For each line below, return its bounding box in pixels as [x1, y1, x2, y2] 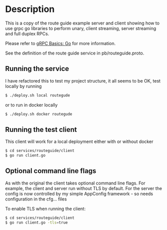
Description [5, 3, 55, 15]
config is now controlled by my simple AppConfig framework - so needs [5, 190, 154, 196]
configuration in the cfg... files [5, 196, 67, 202]
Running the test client [5, 125, 77, 133]
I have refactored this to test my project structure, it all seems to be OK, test [5, 77, 161, 83]
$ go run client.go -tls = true [5, 220, 68, 225]
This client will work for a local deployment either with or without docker [5, 138, 154, 144]
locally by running [5, 83, 42, 89]
